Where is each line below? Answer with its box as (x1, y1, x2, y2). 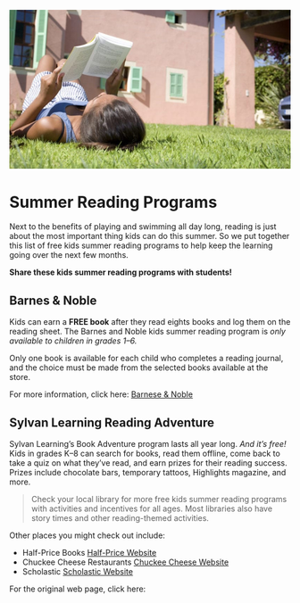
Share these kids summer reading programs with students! (9, 267, 232, 277)
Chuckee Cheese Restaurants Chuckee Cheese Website (21, 557, 229, 567)
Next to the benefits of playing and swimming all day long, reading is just (9, 221, 277, 232)
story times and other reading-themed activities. (30, 513, 210, 524)
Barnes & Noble (9, 293, 97, 308)
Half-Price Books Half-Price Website (21, 548, 157, 558)
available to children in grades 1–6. (9, 335, 137, 346)
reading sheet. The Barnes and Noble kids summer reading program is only (9, 326, 286, 337)
